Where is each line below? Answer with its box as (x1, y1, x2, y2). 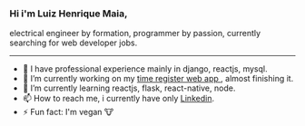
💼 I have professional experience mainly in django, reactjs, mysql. (22, 63, 268, 74)
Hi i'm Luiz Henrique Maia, (9, 7, 128, 20)
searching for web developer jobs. (9, 37, 138, 48)
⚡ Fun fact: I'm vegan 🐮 (22, 107, 114, 118)
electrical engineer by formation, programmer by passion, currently (9, 28, 261, 39)
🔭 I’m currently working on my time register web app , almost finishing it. (22, 73, 294, 84)
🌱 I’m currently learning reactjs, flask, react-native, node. (22, 82, 236, 93)
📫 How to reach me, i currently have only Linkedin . (22, 93, 215, 104)
